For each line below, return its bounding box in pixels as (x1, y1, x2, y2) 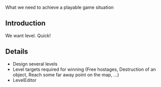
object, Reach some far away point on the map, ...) (12, 71, 119, 78)
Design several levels (12, 61, 58, 67)
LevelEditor (12, 77, 37, 83)
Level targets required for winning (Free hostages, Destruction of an (12, 66, 156, 72)
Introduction (5, 19, 46, 27)
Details (5, 47, 28, 56)
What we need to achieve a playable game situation (5, 5, 114, 10)
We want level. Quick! (5, 33, 51, 39)
